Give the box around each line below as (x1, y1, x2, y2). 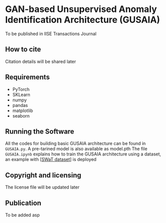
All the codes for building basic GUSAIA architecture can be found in (5, 140, 146, 146)
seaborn (12, 112, 30, 118)
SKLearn (12, 91, 31, 97)
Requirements (5, 73, 50, 81)
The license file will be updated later (5, 184, 80, 190)
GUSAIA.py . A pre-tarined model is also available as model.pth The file (5, 146, 148, 152)
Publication (5, 198, 41, 207)
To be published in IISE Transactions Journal (5, 30, 97, 36)
